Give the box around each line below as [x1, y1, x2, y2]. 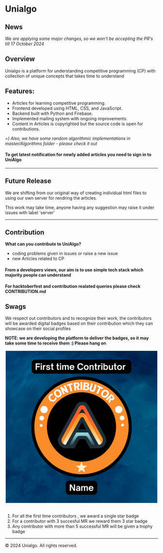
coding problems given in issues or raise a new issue [12, 251, 118, 257]
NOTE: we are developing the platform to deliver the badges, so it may [5, 335, 149, 341]
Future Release [5, 177, 51, 185]
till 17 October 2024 [5, 41, 45, 47]
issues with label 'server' [5, 209, 55, 215]
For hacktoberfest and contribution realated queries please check [5, 283, 141, 289]
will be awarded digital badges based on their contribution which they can [5, 320, 153, 327]
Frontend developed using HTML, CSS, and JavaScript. [12, 105, 123, 111]
